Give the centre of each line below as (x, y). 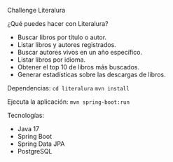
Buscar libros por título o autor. (62, 37)
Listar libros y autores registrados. (67, 45)
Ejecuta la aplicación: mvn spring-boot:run (69, 102)
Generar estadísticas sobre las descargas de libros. (91, 74)
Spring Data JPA (41, 144)
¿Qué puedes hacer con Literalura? (58, 23)
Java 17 (28, 129)
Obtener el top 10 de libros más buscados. (78, 67)
